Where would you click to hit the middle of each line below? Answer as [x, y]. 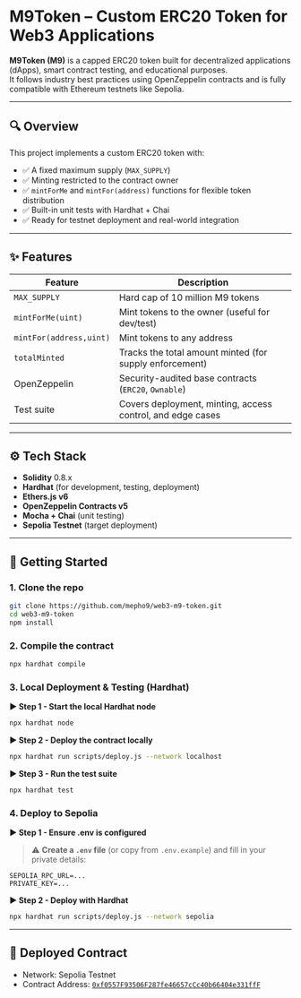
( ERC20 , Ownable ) [152, 389]
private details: [59, 860]
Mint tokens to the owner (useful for [194, 312]
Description [203, 282]
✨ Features [41, 257]
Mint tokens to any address [176, 338]
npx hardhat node [42, 723]
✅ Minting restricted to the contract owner [100, 180]
